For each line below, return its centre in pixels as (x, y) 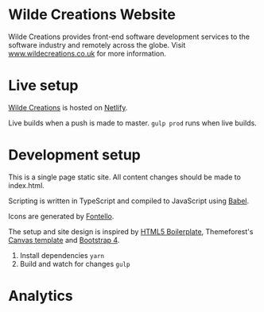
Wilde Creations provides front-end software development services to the (129, 37)
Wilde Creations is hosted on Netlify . (68, 107)
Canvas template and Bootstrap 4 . (64, 240)
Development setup (75, 155)
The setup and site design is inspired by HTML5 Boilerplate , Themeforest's (131, 231)
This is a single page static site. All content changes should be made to (124, 177)
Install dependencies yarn (62, 255)
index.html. (27, 185)
